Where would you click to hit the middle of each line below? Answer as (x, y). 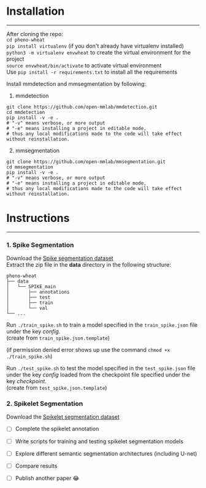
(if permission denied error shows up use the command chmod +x (88, 350)
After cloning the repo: (35, 34)
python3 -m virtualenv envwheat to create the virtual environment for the (99, 52)
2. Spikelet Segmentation (45, 404)
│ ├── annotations (38, 292)
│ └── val (27, 308)
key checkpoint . (27, 381)
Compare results (36, 466)
